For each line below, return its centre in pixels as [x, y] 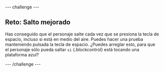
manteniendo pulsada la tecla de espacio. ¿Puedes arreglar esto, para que [80, 44]
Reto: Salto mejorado [38, 22]
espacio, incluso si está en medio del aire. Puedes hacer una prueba [74, 39]
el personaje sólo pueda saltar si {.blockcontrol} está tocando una [72, 49]
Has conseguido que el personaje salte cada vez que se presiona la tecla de [82, 34]
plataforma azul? [22, 54]
